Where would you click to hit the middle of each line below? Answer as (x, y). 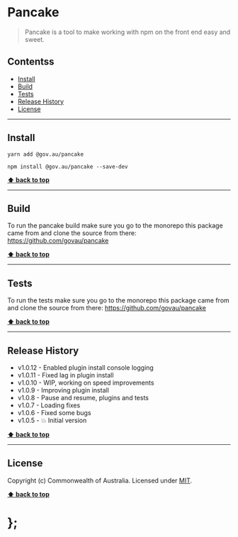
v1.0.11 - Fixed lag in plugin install (66, 375)
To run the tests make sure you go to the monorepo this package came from (119, 300)
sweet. (34, 39)
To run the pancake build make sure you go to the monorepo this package (115, 226)
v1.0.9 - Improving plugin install (63, 390)
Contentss (31, 62)
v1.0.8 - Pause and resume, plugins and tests (83, 398)
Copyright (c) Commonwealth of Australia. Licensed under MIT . (100, 480)
